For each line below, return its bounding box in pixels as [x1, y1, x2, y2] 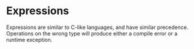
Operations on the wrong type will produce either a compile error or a [6, 30, 178, 37]
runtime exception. [6, 36, 53, 43]
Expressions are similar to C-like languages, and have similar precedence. [6, 24, 189, 31]
